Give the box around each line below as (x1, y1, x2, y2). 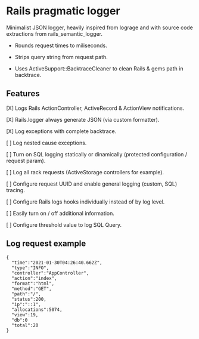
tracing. (6, 186, 25, 193)
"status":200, (11, 296, 46, 302)
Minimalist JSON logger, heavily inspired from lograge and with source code (6, 24, 194, 31)
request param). (6, 157, 46, 164)
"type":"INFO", (11, 264, 49, 271)
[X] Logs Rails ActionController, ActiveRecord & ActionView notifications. (6, 104, 185, 112)
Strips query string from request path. (14, 53, 108, 60)
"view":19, (11, 312, 39, 318)
